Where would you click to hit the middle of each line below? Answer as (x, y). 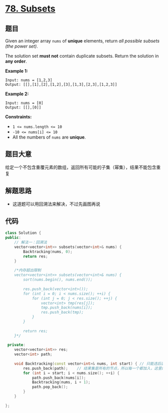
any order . (16, 61)
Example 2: (17, 94)
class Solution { (23, 233)
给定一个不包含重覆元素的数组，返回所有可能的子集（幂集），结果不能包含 (81, 167)
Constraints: (18, 117)
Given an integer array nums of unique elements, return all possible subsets (82, 41)
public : (13, 238)
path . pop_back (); (50, 387)
